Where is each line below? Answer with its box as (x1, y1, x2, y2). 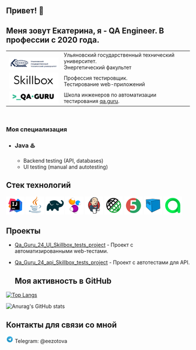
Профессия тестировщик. (64, 74, 128, 81)
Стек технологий (6, 180, 71, 190)
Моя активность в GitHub (14, 276, 112, 286)
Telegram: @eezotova (14, 337, 68, 344)
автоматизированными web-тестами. (14, 248, 108, 255)
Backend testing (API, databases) (23, 157, 104, 164)
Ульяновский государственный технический (64, 51, 175, 59)
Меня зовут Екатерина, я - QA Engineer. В (6, 26, 164, 36)
